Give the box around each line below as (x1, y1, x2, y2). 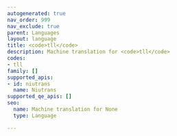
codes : (7, 55, 26, 62)
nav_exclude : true (7, 23, 60, 30)
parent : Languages (7, 29, 60, 36)
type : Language (13, 112, 57, 119)
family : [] (7, 67, 38, 74)
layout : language (7, 36, 57, 43)
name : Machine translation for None (13, 106, 118, 113)
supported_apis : (7, 73, 54, 81)
